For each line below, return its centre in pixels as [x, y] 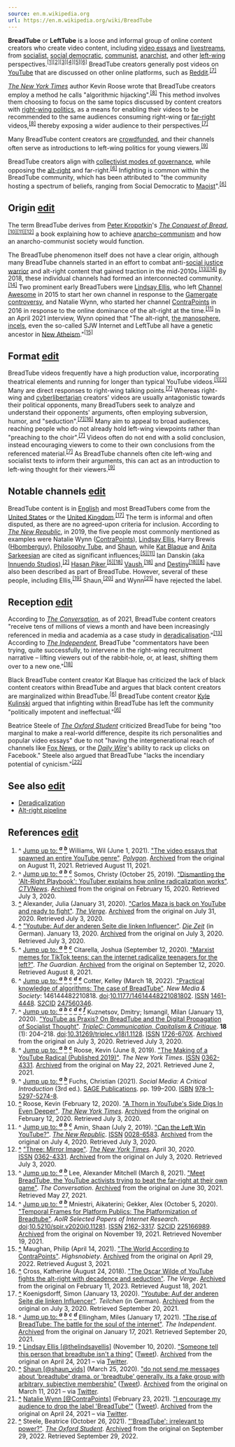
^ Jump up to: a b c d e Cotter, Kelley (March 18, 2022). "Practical [111, 980]
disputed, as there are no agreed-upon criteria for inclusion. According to [114, 524]
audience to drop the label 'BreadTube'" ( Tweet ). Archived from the [115, 1406]
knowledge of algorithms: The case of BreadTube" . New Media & [112, 988]
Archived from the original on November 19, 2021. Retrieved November [120, 1234]
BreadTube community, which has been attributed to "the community [107, 178]
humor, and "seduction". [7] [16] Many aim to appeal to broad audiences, [109, 420]
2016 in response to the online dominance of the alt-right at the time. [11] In [114, 309]
